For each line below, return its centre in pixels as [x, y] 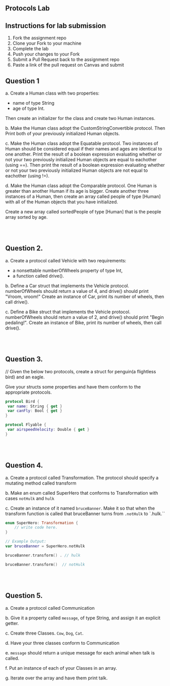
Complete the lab [31, 49]
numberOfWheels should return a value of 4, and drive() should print [77, 291]
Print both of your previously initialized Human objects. [63, 134]
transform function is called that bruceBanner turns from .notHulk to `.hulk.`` [85, 514]
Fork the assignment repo [40, 38]
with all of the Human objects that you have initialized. [62, 202]
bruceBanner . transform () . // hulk [43, 555]
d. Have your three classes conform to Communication [62, 643]
